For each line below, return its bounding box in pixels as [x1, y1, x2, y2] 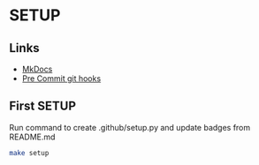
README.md [9, 131, 56, 142]
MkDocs [21, 64, 53, 74]
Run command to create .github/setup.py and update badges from [9, 122, 251, 132]
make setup [9, 148, 50, 157]
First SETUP [9, 99, 77, 114]
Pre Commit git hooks [21, 73, 102, 84]
